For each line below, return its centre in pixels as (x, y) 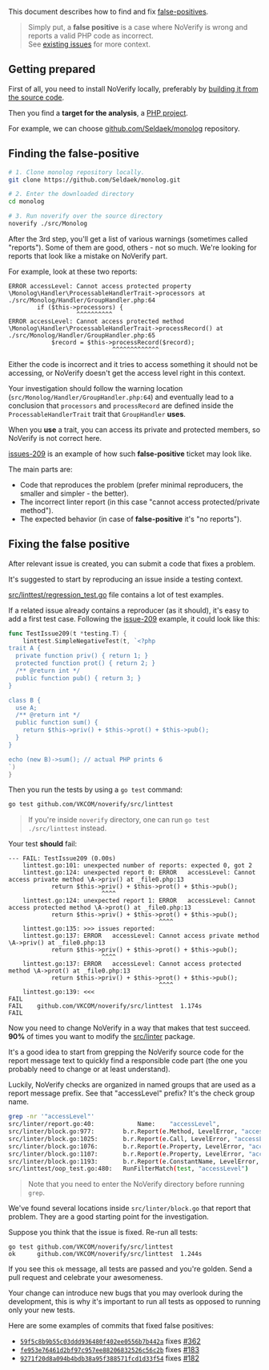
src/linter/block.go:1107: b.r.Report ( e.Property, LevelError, (127, 1154)
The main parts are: (41, 469)
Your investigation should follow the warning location (96, 388)
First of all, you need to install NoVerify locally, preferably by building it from (133, 88)
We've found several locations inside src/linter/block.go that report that (130, 1209)
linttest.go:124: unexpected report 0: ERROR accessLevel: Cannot (139, 873)
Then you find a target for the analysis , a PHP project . (98, 112)
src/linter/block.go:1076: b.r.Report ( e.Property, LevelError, (127, 1146)
